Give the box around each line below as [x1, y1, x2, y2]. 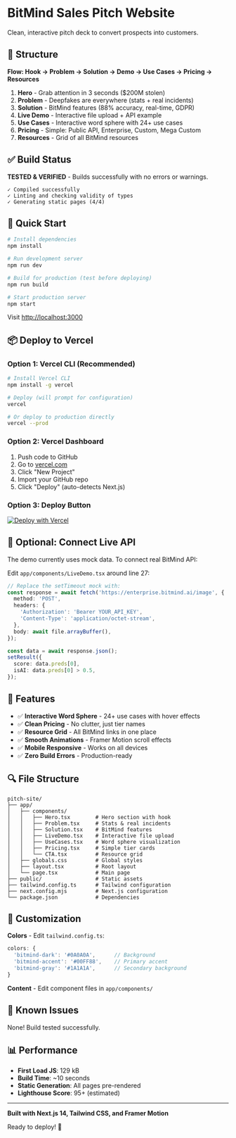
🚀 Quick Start [7, 217, 67, 229]
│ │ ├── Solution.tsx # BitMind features [7, 826, 152, 833]
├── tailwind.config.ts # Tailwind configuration [7, 881, 171, 888]
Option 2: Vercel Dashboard [7, 436, 104, 446]
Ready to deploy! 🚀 [7, 1123, 63, 1131]
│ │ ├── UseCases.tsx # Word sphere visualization [7, 838, 181, 845]
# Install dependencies [7, 236, 77, 244]
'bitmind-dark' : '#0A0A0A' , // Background [13, 952, 156, 959]
